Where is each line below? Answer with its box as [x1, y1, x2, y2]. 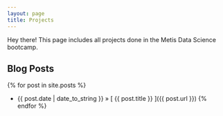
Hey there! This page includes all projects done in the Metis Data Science [7, 35, 217, 43]
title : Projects [7, 17, 54, 23]
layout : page [7, 10, 45, 17]
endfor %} [17, 101, 47, 110]
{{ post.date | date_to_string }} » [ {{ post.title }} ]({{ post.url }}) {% [17, 95, 208, 103]
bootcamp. [7, 43, 38, 51]
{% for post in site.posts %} [7, 81, 87, 90]
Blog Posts [7, 63, 55, 75]
